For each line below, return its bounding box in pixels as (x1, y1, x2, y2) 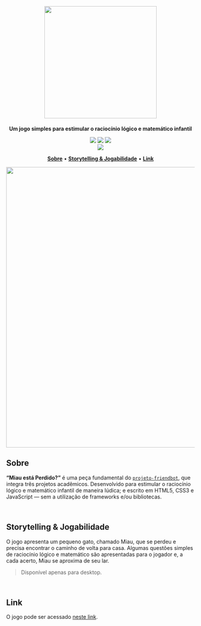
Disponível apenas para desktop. (20, 569, 102, 576)
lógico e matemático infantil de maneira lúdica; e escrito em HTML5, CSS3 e (6, 487, 194, 494)
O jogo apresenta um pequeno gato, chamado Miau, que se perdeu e (6, 538, 176, 545)
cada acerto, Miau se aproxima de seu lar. (6, 557, 109, 564)
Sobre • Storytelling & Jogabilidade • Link (47, 155, 154, 162)
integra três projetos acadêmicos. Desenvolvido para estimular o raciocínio (6, 480, 191, 487)
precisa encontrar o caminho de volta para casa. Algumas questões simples (6, 544, 193, 551)
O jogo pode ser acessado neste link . (6, 613, 98, 621)
